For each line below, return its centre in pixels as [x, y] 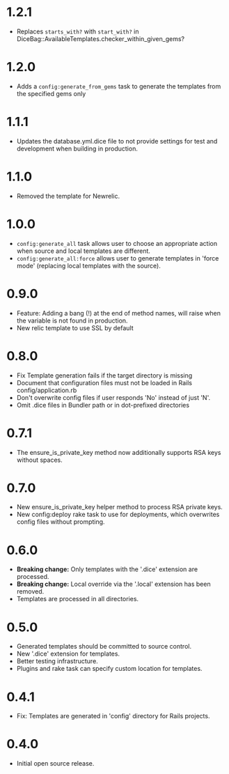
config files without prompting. [61, 522]
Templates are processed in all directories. [78, 599]
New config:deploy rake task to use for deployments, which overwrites [118, 514]
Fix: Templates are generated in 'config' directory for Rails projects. [113, 716]
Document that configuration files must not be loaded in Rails [104, 382]
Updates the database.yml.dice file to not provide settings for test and [117, 141]
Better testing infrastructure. [57, 661]
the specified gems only [51, 93]
